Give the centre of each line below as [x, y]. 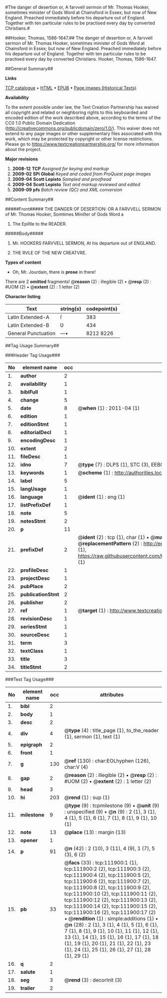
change [30, 400]
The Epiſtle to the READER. [40, 224]
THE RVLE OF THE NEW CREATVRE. [49, 253]
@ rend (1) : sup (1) [87, 798]
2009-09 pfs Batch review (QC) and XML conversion [67, 190]
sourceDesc [35, 635]
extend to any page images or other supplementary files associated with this [83, 133]
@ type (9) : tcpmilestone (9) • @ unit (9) [112, 806]
